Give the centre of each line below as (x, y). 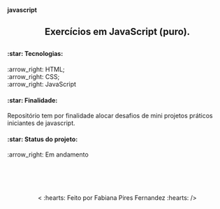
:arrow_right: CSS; (34, 76)
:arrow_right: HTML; (36, 69)
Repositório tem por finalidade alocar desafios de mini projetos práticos (110, 116)
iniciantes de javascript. (41, 123)
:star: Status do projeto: (43, 139)
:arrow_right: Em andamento (48, 154)
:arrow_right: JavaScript (42, 84)
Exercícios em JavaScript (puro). (117, 31)
